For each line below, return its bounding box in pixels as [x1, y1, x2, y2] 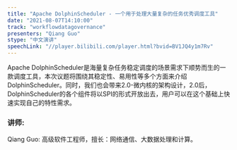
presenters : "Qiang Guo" [7, 30, 81, 37]
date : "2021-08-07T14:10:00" [7, 17, 93, 24]
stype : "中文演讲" [7, 37, 58, 44]
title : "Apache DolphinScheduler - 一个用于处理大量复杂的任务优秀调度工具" [7, 10, 219, 18]
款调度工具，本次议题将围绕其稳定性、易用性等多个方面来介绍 [7, 72, 187, 80]
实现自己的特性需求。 [13, 99, 76, 106]
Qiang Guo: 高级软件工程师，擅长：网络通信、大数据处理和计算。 [7, 135, 197, 144]
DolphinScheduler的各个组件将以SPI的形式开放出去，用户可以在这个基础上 [7, 89, 224, 98]
